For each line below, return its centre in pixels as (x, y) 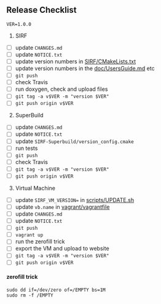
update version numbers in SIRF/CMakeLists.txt (76, 61)
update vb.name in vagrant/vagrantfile (62, 207)
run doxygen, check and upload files (61, 89)
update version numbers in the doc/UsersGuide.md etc (85, 68)
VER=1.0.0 (19, 24)
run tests (26, 148)
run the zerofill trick (40, 241)
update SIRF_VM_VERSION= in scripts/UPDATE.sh (74, 200)
